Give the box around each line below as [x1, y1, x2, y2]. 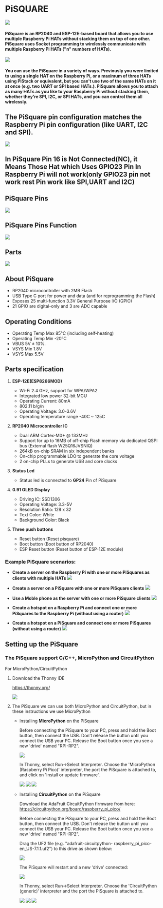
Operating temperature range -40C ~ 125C [19, 413, 106, 419]
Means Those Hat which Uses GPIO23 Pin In [5, 162, 141, 171]
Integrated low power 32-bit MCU [19, 393, 87, 399]
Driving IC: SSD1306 [19, 496, 60, 502]
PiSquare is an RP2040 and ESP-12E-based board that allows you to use [5, 30, 154, 36]
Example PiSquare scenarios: [5, 558, 76, 565]
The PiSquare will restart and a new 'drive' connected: [19, 864, 128, 870]
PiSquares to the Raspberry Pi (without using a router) [12, 611, 124, 617]
